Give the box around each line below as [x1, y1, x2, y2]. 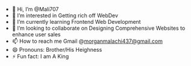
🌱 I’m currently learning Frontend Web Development [11, 18, 141, 25]
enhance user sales [11, 31, 61, 38]
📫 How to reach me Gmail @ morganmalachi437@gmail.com [11, 37, 163, 45]
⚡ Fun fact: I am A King [11, 53, 69, 59]
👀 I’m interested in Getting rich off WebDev [11, 12, 119, 19]
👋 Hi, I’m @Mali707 [11, 6, 59, 12]
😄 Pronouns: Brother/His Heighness [11, 46, 102, 53]
